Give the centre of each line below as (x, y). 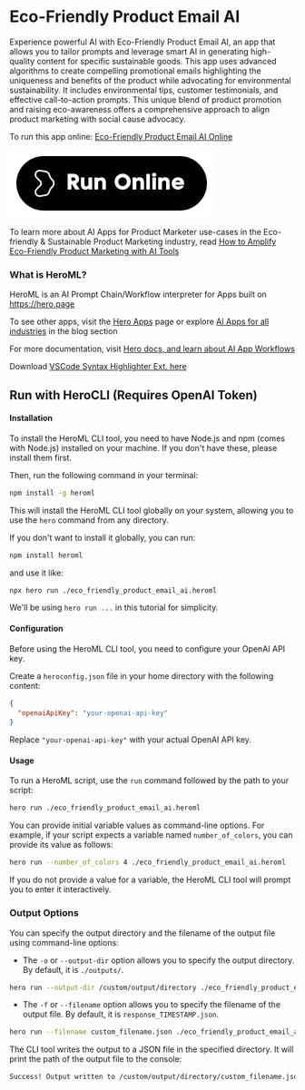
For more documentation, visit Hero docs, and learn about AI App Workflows (152, 349)
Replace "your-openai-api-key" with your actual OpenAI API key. (131, 740)
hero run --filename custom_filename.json (91, 1032)
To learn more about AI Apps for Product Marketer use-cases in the (135, 231)
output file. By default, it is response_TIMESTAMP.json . (121, 1015)
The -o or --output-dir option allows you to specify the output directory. (158, 960)
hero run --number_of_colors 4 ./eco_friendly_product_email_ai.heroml (148, 863)
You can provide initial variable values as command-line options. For (137, 825)
